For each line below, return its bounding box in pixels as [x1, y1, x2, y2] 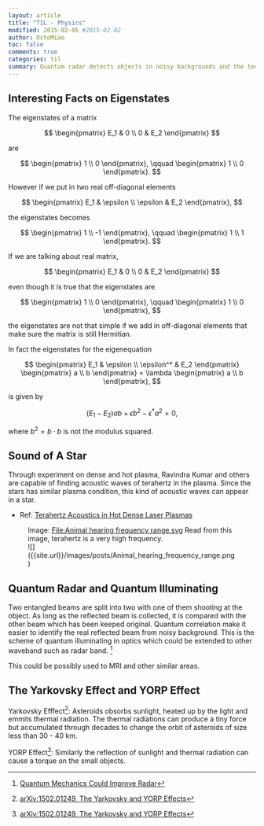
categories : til [8, 56, 61, 64]
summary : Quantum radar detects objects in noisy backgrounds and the [8, 63, 244, 71]
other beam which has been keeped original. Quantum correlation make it [8, 619, 246, 629]
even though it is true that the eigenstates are [8, 282, 156, 291]
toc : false [8, 41, 44, 49]
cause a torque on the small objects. [8, 756, 126, 765]
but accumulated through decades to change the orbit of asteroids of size [8, 723, 247, 732]
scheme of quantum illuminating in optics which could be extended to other [8, 636, 253, 646]
